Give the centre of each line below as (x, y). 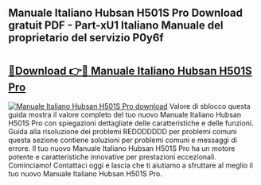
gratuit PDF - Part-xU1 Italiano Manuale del (116, 26)
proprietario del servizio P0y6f (86, 38)
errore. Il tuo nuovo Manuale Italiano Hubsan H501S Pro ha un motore (122, 148)
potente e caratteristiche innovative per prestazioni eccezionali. (113, 157)
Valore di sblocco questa (210, 106)
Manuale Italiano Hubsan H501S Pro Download (126, 13)
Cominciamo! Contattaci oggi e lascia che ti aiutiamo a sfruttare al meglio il (130, 165)
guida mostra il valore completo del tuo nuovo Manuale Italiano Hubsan (125, 115)
